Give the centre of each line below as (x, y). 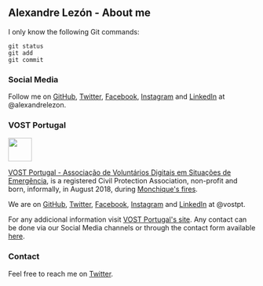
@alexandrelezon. (37, 105)
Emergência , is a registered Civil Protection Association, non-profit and (123, 181)
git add (21, 53)
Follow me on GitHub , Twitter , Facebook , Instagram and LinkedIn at (117, 96)
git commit (26, 60)
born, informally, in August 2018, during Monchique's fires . (103, 189)
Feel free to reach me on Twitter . (61, 273)
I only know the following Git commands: (74, 31)
